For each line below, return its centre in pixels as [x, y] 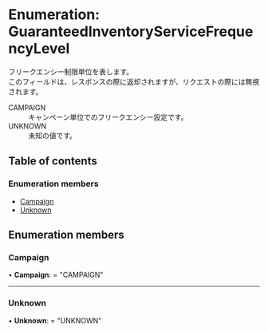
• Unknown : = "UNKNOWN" [55, 320]
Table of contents [53, 161]
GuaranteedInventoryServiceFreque [131, 32]
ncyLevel [39, 49]
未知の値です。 [53, 135]
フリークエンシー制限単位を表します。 [71, 71]
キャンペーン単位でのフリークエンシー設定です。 [108, 117]
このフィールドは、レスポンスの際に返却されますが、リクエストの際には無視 [134, 81]
